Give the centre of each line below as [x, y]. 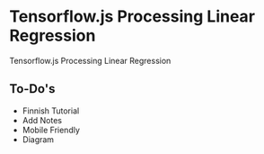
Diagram [38, 139]
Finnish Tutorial [51, 111]
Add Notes [42, 120]
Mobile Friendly [51, 130]
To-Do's [32, 89]
